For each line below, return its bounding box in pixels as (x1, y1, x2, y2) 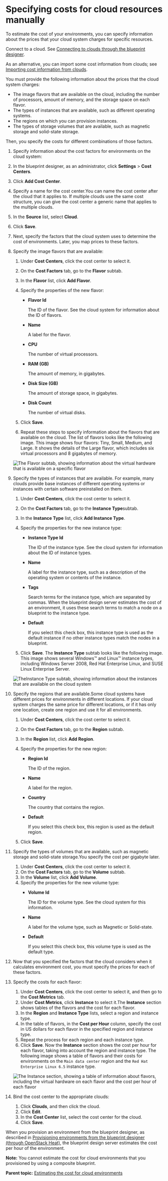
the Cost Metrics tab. (20, 994, 65, 1000)
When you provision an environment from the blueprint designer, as (5, 1129, 144, 1135)
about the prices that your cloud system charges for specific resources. (5, 36, 153, 42)
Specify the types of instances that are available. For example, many (12, 475, 154, 481)
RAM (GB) (27, 360, 49, 367)
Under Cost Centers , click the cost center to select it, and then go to (20, 988, 162, 994)
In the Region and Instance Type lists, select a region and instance (20, 1010, 159, 1016)
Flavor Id (27, 297, 46, 303)
